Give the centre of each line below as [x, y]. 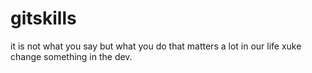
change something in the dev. [71, 56]
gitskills [43, 18]
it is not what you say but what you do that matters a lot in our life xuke [156, 46]
